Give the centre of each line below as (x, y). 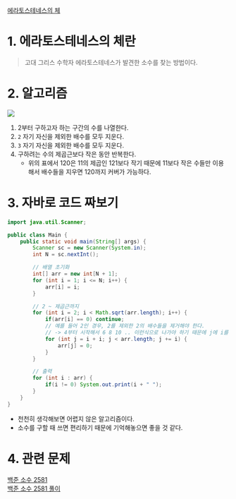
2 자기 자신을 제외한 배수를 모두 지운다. (71, 136)
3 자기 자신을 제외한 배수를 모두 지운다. (71, 145)
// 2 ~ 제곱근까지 (56, 306)
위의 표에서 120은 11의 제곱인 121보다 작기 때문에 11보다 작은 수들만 (119, 163)
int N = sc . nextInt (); (66, 255)
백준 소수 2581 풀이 (34, 488)
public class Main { (38, 235)
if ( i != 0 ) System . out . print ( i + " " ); (103, 385)
